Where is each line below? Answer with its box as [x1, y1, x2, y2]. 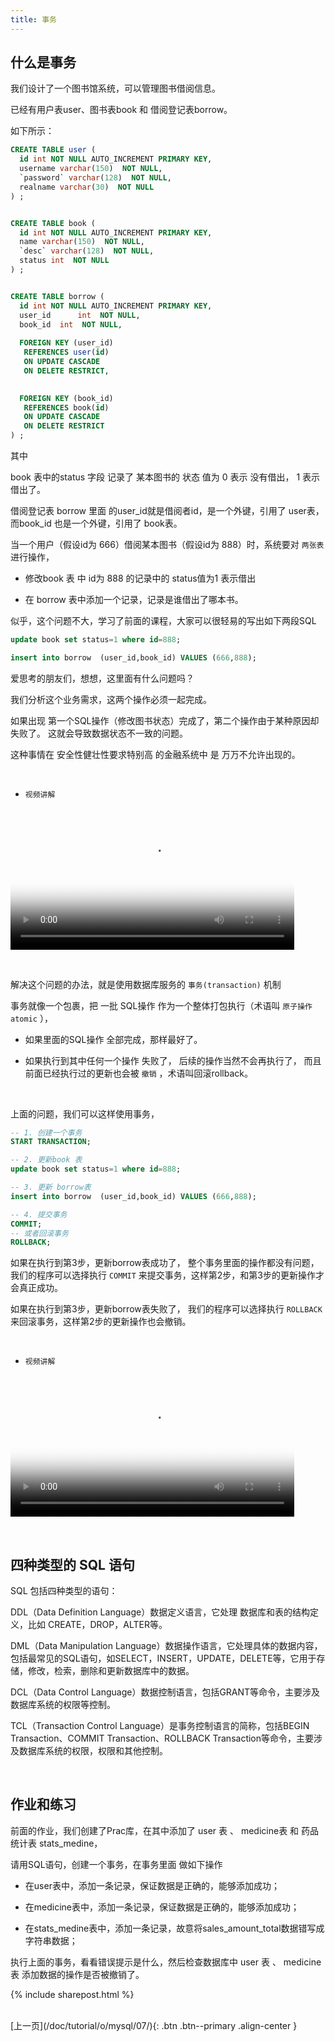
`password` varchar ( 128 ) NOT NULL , [19, 173, 172, 183]
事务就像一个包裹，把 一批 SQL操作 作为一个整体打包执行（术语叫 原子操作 [10, 999, 313, 1011]
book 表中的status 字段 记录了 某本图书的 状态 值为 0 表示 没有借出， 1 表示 [10, 471, 321, 483]
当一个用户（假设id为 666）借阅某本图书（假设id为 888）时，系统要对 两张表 [10, 539, 325, 551]
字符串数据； [24, 1934, 78, 1946]
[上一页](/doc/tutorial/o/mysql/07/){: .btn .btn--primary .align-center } [10, 2019, 298, 2031]
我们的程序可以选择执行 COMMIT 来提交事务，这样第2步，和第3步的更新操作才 [10, 1269, 325, 1281]
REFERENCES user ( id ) [23, 347, 110, 358]
